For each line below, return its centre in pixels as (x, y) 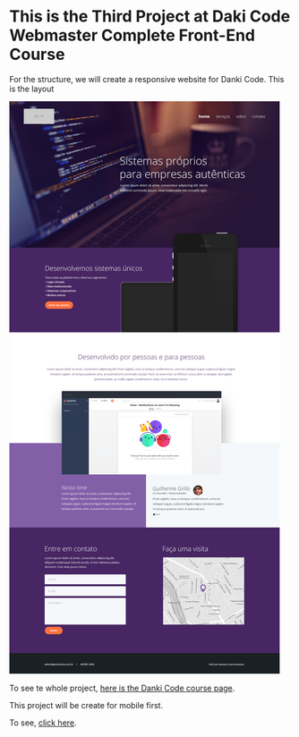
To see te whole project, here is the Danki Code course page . (122, 688)
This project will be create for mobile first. (86, 705)
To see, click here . (43, 723)
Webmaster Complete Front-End (132, 35)
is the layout (32, 89)
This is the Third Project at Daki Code (150, 17)
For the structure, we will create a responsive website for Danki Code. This (147, 79)
